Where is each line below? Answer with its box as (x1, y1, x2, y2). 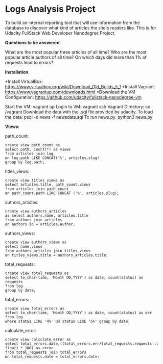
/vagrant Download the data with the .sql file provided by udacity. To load (5, 109, 153, 115)
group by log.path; (5, 159, 45, 165)
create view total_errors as (5, 306, 65, 311)
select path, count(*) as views (5, 147, 71, 152)
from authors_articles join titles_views (5, 248, 91, 253)
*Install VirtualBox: (5, 78, 43, 84)
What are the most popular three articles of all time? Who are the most (5, 49, 147, 55)
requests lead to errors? (5, 59, 54, 65)
